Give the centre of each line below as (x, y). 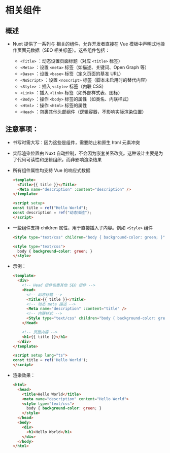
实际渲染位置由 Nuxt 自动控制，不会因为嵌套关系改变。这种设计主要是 (86, 153)
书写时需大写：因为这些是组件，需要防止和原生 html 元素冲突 (76, 142)
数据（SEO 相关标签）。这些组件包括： (70, 50)
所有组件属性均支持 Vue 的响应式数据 (51, 170)
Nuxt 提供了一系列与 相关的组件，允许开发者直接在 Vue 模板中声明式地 (87, 44)
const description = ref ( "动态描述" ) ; (52, 213)
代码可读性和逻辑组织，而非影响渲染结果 (59, 159)
